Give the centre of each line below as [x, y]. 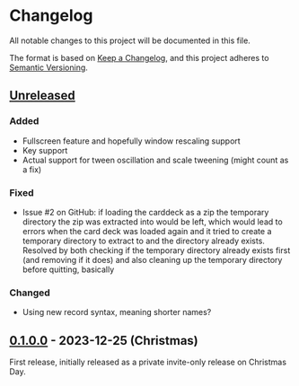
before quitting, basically [68, 269]
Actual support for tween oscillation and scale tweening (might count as [155, 160]
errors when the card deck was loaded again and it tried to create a [147, 231]
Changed [30, 293]
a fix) [32, 169]
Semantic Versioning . [48, 67]
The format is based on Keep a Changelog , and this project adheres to [139, 57]
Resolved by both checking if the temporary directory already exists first [156, 250]
